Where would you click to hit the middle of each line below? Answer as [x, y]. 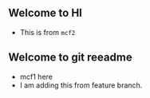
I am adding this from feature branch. [81, 85]
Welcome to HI [45, 13]
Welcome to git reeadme [71, 58]
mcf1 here [36, 76]
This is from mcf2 [47, 32]
